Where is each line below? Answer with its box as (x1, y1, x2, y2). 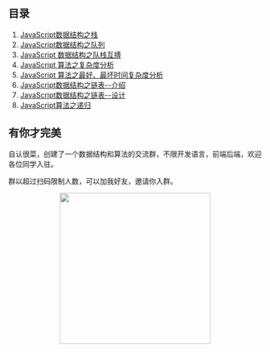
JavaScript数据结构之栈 (19, 30, 99, 39)
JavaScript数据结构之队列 (19, 39, 106, 49)
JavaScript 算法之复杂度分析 (19, 60, 114, 69)
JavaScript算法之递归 (19, 100, 92, 110)
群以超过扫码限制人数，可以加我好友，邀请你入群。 (8, 176, 178, 186)
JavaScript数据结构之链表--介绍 (19, 80, 126, 89)
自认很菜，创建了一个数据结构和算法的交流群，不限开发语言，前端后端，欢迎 (8, 149, 262, 159)
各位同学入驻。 (8, 159, 58, 168)
